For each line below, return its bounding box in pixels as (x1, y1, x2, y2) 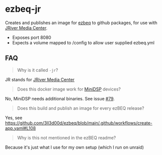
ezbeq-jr (5, 3, 41, 15)
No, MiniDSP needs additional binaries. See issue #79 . (5, 95, 115, 101)
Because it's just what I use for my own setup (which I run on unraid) (5, 144, 144, 150)
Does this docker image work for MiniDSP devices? (17, 86, 121, 92)
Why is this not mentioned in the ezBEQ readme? (17, 134, 116, 141)
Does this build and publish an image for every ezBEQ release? (17, 105, 144, 111)
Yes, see (5, 115, 23, 121)
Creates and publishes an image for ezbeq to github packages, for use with (5, 20, 158, 26)
